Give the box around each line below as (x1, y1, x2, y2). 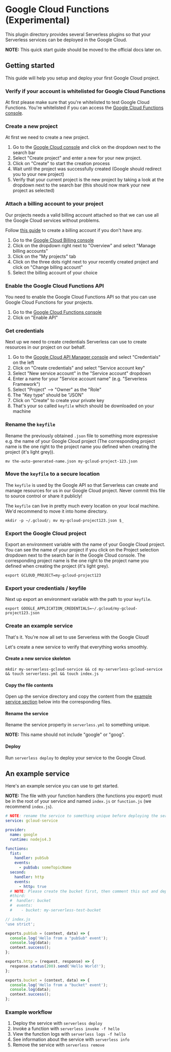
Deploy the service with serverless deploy (12, 1020, 103, 1027)
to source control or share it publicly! (5, 493, 82, 499)
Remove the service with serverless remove (12, 1042, 105, 1048)
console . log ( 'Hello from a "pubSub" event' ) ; (10, 935, 108, 941)
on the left (12, 359, 35, 365)
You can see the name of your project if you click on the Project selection (5, 547, 159, 553)
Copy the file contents (5, 682, 53, 688)
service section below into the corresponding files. (5, 699, 112, 705)
